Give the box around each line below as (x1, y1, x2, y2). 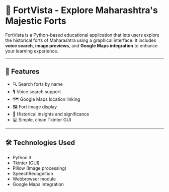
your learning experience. (5, 48, 59, 54)
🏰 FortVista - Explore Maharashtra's (5, 5, 158, 16)
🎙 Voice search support (12, 88, 61, 95)
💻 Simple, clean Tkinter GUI (12, 116, 71, 122)
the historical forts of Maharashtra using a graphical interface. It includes (5, 37, 156, 43)
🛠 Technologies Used (5, 139, 75, 147)
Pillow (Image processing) (12, 165, 67, 171)
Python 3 (12, 154, 32, 160)
